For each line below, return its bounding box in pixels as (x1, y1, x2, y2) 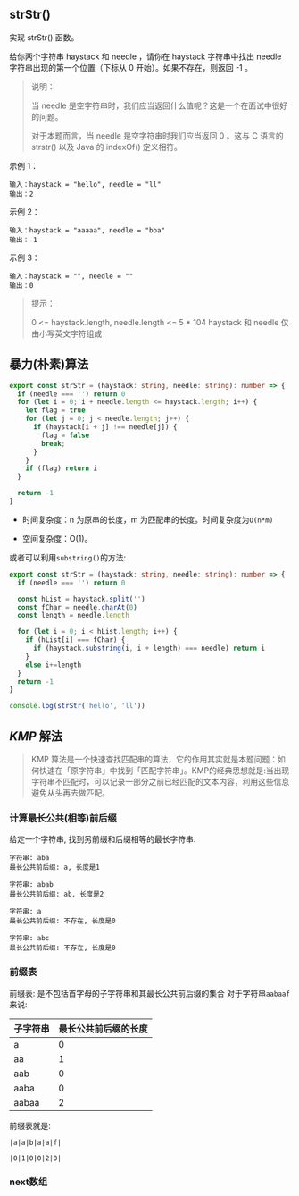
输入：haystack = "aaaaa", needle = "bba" (9, 225, 166, 235)
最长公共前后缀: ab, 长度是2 (9, 889, 104, 899)
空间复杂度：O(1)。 (21, 533, 93, 543)
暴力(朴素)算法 (9, 357, 89, 372)
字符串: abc (9, 934, 50, 943)
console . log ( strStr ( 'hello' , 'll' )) (9, 702, 145, 711)
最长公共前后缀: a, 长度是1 (9, 863, 100, 872)
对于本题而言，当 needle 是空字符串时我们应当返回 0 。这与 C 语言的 (30, 130, 284, 141)
